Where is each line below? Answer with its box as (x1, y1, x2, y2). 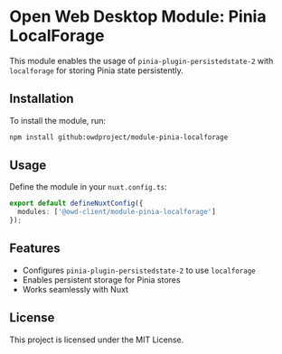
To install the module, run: (9, 115, 107, 126)
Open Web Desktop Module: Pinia (9, 6, 267, 27)
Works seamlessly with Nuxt (22, 284, 129, 294)
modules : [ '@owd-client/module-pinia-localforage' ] (17, 208, 217, 217)
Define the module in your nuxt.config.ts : (9, 182, 167, 192)
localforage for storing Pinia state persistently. (9, 65, 183, 76)
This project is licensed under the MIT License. (9, 334, 184, 345)
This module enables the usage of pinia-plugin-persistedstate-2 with (9, 55, 274, 66)
